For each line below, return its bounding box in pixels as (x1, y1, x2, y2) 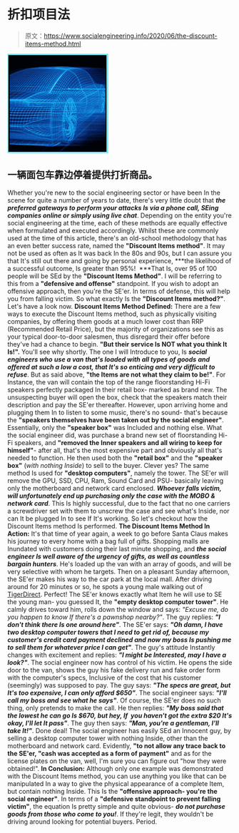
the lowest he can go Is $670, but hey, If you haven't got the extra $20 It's (7, 711, 233, 720)
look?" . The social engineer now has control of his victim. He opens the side (7, 658, 233, 667)
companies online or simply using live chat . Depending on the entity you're (7, 211, 232, 220)
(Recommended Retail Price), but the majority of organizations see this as (7, 324, 224, 333)
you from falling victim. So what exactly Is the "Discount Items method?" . (7, 294, 226, 303)
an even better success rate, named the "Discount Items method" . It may (7, 241, 225, 250)
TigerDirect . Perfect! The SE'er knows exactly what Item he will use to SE (7, 590, 223, 598)
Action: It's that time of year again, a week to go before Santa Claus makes (7, 529, 228, 538)
